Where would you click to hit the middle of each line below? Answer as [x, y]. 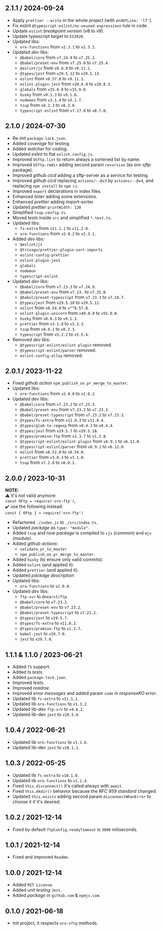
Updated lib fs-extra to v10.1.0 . [45, 775]
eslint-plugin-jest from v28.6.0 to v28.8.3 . [66, 84]
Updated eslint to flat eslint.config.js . [53, 154]
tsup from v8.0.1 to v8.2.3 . [48, 329]
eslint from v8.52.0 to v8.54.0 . [52, 452]
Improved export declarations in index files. [57, 191]
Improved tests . [28, 683]
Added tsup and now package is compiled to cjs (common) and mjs [82, 533]
